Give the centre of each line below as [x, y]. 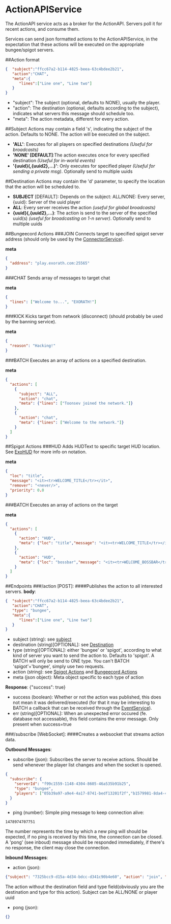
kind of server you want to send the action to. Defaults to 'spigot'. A [83, 655]
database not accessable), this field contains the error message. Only [85, 719]
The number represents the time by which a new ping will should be [76, 831]
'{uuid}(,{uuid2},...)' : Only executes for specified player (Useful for [84, 166]
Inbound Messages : [27, 857]
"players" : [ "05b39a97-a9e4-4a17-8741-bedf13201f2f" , [73, 793]
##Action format [22, 59]
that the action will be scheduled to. [43, 187]
